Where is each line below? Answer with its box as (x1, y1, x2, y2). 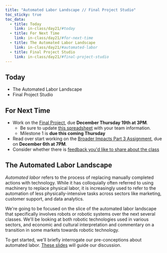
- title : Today (10, 21, 42, 27)
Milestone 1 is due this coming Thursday (20, 131, 106, 136)
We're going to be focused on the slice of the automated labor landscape (5, 205, 157, 212)
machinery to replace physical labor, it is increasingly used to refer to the (5, 185, 156, 191)
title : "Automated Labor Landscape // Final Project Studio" (5, 7, 136, 13)
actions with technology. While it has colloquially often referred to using (5, 179, 154, 185)
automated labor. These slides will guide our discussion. (5, 242, 122, 248)
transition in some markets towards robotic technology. (5, 227, 120, 233)
